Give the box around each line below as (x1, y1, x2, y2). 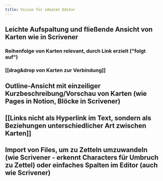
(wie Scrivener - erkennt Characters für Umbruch (5, 154, 159, 162)
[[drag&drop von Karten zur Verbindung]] (5, 67, 106, 73)
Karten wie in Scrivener (5, 33, 78, 42)
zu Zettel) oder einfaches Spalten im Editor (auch (5, 161, 158, 169)
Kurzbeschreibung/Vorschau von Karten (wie (5, 90, 147, 98)
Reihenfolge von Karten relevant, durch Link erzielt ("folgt (5, 47, 146, 54)
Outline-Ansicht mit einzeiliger (5, 82, 101, 90)
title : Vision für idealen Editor (5, 7, 76, 12)
